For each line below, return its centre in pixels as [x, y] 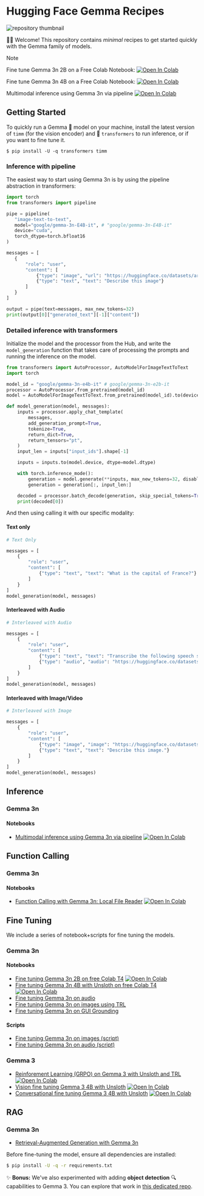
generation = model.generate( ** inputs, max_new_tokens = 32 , [104, 479]
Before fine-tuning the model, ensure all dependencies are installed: [91, 1155]
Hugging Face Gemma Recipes [85, 11]
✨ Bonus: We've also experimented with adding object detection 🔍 [91, 1178]
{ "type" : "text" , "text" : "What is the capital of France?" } [118, 573]
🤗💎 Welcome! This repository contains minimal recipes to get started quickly [102, 39]
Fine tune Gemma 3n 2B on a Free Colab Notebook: [71, 70]
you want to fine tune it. [36, 140]
